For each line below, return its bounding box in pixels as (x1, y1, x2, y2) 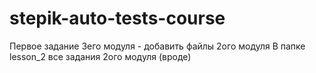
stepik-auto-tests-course (9, 7, 226, 30)
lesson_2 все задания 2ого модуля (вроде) (9, 50, 192, 62)
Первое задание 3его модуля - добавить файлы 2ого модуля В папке (9, 40, 306, 52)
